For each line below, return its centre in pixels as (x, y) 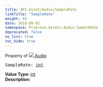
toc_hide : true (20, 41)
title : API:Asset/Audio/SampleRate (41, 9)
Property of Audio (26, 55)
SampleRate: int (24, 65)
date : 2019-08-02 (22, 23)
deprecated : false (23, 32)
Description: (18, 79)
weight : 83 (16, 18)
